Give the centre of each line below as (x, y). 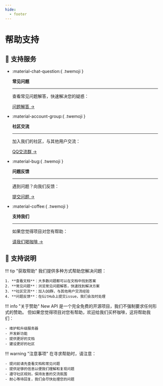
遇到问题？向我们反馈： (35, 186)
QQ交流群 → (24, 151)
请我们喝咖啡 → (28, 241)
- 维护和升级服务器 (22, 329)
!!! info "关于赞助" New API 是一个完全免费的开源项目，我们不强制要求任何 (79, 306)
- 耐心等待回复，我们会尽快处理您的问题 (40, 379)
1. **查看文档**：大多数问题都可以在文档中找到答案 (50, 281)
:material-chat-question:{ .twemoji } (48, 71)
